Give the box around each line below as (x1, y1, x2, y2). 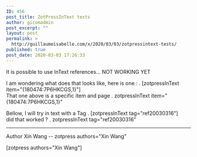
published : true (6, 47, 46, 53)
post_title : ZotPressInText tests (6, 14, 91, 20)
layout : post (6, 30, 38, 36)
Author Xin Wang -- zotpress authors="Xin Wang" (6, 132, 127, 139)
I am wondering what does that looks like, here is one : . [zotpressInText (6, 80, 179, 87)
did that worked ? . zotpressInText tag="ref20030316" (6, 115, 137, 123)
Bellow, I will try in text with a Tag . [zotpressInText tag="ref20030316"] (6, 110, 178, 117)
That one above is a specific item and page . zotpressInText (6, 92, 150, 99)
